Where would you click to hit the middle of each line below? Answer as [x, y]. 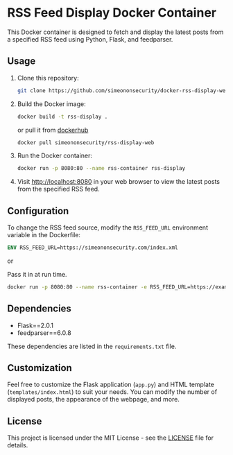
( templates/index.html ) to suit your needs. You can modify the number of [112, 392]
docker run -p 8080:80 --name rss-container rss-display [101, 169]
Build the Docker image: [52, 104]
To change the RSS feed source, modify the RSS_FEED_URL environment [107, 227]
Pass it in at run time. [37, 274]
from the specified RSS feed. [58, 189]
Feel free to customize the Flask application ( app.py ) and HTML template [111, 385]
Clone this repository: [48, 78]
